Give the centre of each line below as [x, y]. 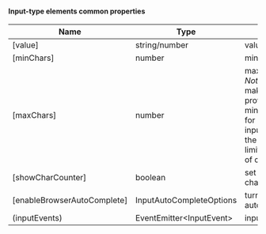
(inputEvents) [37, 218]
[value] [26, 45]
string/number [161, 45]
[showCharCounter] [49, 178]
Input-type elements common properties [77, 11]
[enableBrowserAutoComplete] [70, 200]
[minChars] [33, 58]
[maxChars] [34, 115]
